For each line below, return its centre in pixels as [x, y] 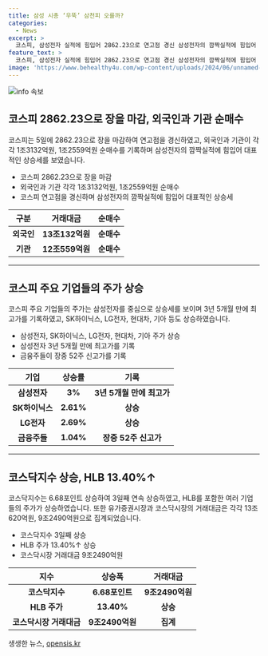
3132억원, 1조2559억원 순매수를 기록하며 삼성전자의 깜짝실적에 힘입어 [134, 149]
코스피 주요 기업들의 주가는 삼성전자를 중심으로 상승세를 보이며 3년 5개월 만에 [128, 309]
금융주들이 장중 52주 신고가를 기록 [73, 356]
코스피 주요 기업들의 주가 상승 [76, 288]
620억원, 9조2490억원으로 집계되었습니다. [75, 518]
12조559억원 [67, 248]
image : [19, 68]
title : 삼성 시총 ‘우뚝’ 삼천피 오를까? [66, 16]
